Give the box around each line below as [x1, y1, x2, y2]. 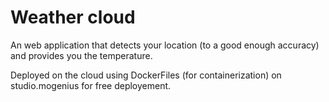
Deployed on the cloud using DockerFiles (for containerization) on [10, 69, 282, 81]
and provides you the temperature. [10, 49, 153, 61]
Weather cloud [10, 6, 136, 29]
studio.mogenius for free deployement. [10, 79, 172, 91]
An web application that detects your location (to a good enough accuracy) [10, 39, 320, 51]
